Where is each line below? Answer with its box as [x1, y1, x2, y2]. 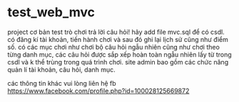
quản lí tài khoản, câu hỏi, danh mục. [7, 65, 116, 74]
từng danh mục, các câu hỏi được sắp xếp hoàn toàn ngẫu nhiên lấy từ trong [7, 50, 232, 59]
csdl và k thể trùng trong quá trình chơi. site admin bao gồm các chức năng [7, 57, 229, 66]
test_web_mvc [7, 4, 95, 21]
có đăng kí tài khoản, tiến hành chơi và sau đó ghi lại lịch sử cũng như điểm [7, 35, 228, 43]
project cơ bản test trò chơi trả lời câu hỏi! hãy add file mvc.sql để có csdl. [7, 28, 225, 36]
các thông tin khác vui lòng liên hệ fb [7, 79, 116, 87]
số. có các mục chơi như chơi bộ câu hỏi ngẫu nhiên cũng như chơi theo [7, 42, 220, 51]
